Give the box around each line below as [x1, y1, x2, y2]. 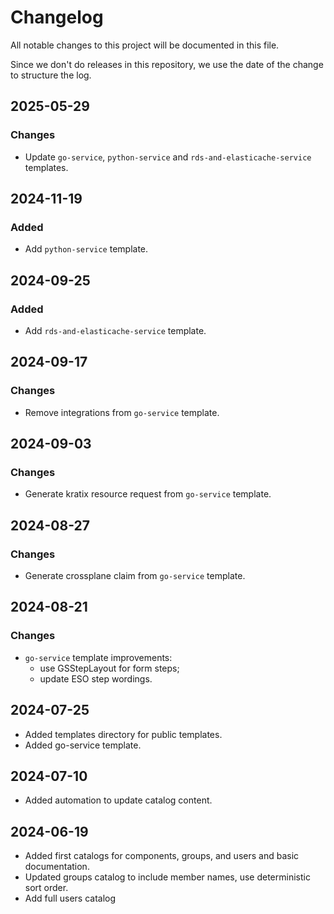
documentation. [24, 861, 90, 873]
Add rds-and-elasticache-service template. [24, 325, 207, 336]
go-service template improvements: [24, 651, 173, 663]
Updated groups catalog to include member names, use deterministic [24, 871, 311, 883]
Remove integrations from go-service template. [24, 406, 220, 418]
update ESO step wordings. [39, 672, 153, 685]
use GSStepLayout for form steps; [39, 662, 180, 674]
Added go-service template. [24, 739, 142, 751]
